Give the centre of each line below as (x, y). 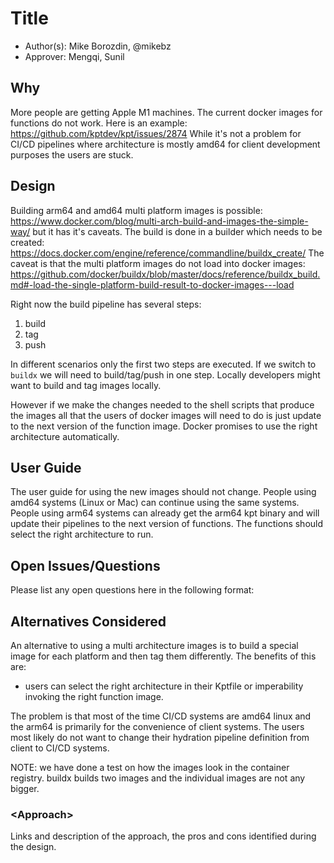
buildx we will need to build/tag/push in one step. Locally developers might (165, 374)
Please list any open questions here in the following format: (132, 590)
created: (27, 242)
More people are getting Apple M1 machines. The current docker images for (166, 112)
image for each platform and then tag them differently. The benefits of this (163, 656)
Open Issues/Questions (85, 565)
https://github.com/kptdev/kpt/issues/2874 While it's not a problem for (156, 133)
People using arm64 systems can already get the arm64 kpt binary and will (165, 513)
